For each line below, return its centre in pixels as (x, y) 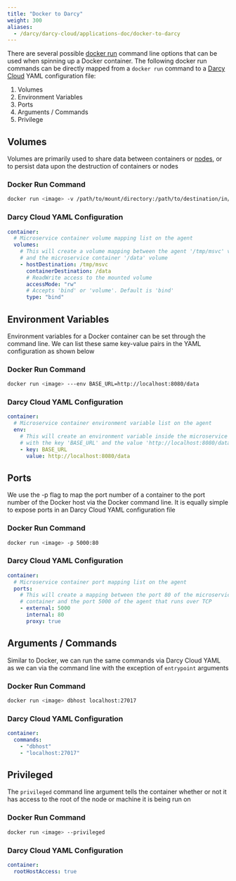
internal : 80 (45, 615)
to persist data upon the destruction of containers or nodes (93, 166)
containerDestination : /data (68, 271)
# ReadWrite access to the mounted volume (89, 278)
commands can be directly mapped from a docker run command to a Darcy (116, 68)
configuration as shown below (51, 351)
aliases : (20, 27)
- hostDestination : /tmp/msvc (64, 264)
